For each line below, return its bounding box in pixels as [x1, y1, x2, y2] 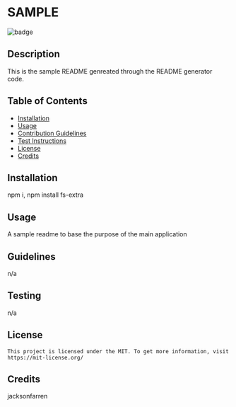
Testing [7, 290, 42, 302]
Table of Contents [7, 95, 88, 107]
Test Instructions [17, 136, 67, 145]
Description [7, 48, 60, 60]
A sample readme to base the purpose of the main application [7, 230, 187, 239]
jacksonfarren [7, 392, 48, 401]
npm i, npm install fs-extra [7, 190, 83, 199]
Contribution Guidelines [17, 129, 87, 137]
